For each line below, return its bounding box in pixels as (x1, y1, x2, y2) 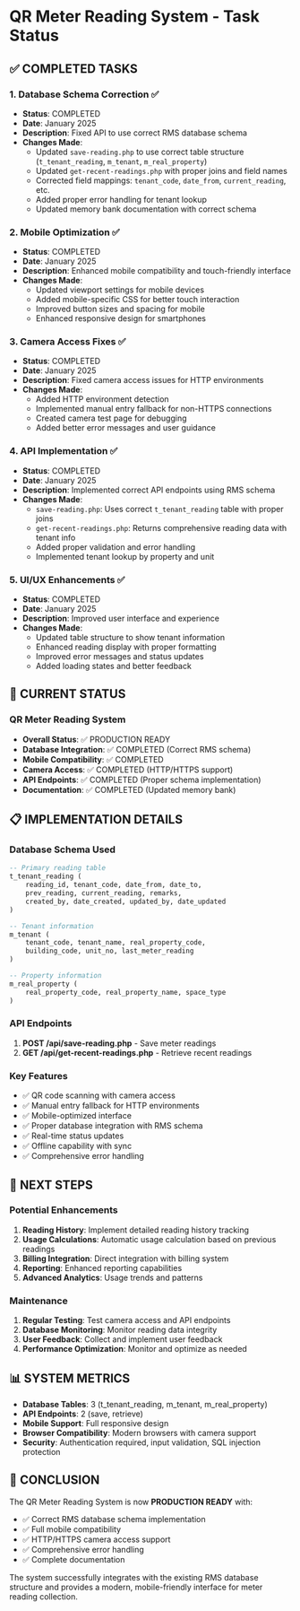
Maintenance (9, 1294, 69, 1307)
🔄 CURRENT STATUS (9, 686, 126, 701)
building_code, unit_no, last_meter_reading (25, 946, 194, 956)
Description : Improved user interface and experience (21, 613, 219, 624)
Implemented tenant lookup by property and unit (35, 551, 215, 562)
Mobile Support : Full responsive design (21, 1417, 169, 1428)
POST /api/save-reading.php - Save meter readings (21, 1038, 217, 1049)
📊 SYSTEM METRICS (9, 1371, 131, 1386)
